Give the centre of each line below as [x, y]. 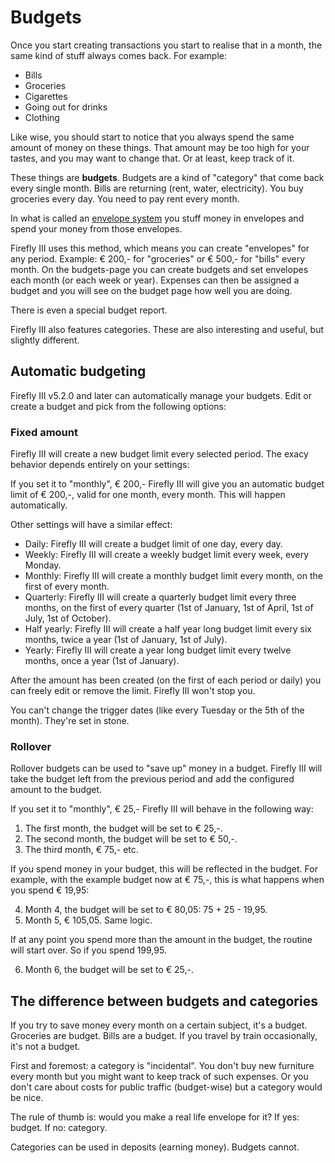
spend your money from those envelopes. [96, 228]
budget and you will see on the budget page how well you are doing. [151, 290]
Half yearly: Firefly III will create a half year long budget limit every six [168, 629]
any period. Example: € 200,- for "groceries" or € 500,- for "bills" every [158, 258]
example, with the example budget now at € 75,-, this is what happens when [167, 880]
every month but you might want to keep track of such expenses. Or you [159, 1077]
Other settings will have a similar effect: [91, 525]
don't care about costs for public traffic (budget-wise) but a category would [166, 1087]
